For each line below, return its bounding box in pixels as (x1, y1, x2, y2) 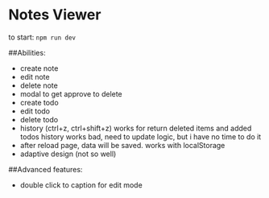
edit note (19, 72, 50, 81)
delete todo (19, 114, 59, 124)
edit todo (19, 106, 51, 116)
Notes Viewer (8, 6, 101, 24)
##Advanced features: (8, 164, 83, 174)
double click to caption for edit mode (19, 179, 143, 190)
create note (19, 63, 59, 73)
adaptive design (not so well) (19, 149, 117, 159)
